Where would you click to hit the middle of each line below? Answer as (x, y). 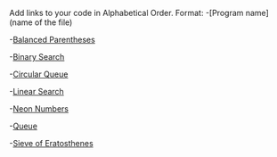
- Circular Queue (39, 74)
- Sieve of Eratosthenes (51, 143)
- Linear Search (37, 91)
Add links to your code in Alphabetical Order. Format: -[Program (126, 13)
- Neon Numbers (39, 109)
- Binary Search (37, 57)
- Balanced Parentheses (52, 40)
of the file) (53, 22)
